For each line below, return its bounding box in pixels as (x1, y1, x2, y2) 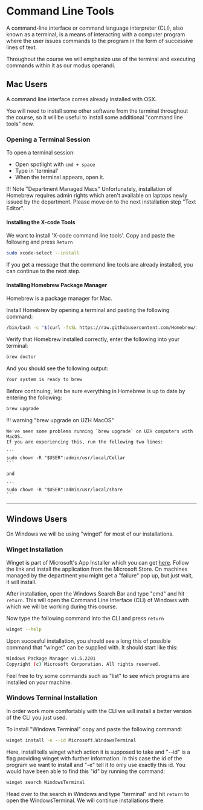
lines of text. (6, 44, 37, 51)
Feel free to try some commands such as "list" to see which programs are (6, 672, 190, 679)
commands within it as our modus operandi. (6, 62, 116, 69)
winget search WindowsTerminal (6, 779, 85, 785)
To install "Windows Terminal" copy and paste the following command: (6, 725, 182, 732)
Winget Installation (6, 545, 63, 554)
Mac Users (6, 79, 48, 90)
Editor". (6, 205, 25, 212)
